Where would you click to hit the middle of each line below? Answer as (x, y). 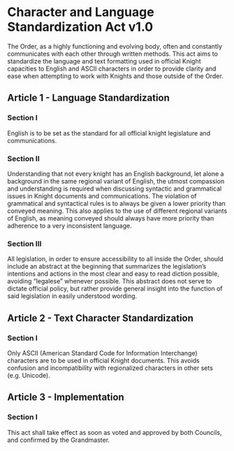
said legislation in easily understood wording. (72, 296)
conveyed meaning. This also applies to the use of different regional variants (117, 211)
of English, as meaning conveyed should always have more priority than (111, 218)
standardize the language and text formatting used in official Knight (104, 61)
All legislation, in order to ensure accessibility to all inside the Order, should (115, 259)
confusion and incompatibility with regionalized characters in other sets (110, 368)
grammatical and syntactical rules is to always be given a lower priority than (116, 203)
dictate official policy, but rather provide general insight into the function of (115, 289)
